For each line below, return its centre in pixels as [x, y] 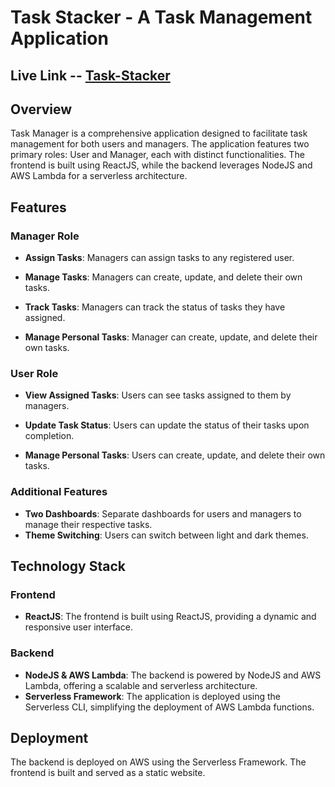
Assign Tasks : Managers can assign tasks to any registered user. [159, 258]
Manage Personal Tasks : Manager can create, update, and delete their [171, 337]
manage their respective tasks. [88, 524]
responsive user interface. [78, 627]
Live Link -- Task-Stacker [90, 75]
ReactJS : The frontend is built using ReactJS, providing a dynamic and [170, 617]
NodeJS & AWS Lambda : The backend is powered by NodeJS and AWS [173, 675]
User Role [34, 373]
